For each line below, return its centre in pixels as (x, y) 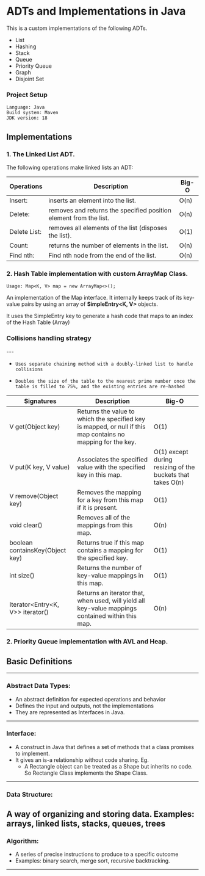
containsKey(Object (38, 550)
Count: (19, 245)
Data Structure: (30, 794)
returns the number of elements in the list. (109, 245)
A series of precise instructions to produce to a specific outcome (97, 854)
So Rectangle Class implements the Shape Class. (86, 773)
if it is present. (97, 507)
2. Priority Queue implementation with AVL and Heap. (87, 642)
